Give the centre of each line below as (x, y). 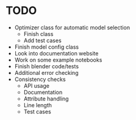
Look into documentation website (56, 53)
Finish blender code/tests (47, 66)
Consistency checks (40, 79)
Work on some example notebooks (58, 60)
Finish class (38, 34)
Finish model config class (47, 47)
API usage (37, 85)
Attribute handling (46, 99)
